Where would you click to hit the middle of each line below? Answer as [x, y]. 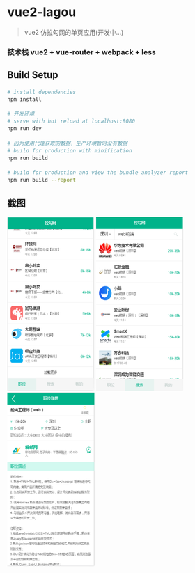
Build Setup [33, 75]
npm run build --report [42, 180]
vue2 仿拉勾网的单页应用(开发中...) [74, 32]
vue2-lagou [42, 12]
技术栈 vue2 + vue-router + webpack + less [81, 52]
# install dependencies [42, 92]
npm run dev [24, 129]
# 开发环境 [21, 114]
